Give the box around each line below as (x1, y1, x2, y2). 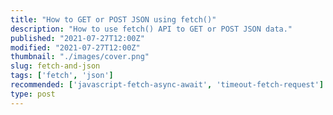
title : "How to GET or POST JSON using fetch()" (10, 14, 217, 25)
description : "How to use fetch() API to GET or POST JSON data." (10, 24, 293, 34)
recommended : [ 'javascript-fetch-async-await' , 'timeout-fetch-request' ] (10, 80, 325, 90)
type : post (10, 89, 56, 99)
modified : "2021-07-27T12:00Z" (10, 42, 141, 53)
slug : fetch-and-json (10, 61, 101, 71)
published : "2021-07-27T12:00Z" (10, 33, 145, 43)
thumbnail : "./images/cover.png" (10, 52, 150, 62)
